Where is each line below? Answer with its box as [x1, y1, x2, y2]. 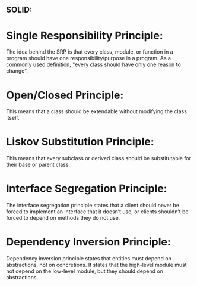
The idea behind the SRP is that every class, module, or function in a [6, 48, 173, 55]
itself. [6, 114, 20, 122]
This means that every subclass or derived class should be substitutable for [6, 155, 192, 162]
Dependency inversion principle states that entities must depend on [6, 255, 172, 262]
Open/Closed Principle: [6, 88, 124, 102]
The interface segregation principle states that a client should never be [6, 202, 180, 209]
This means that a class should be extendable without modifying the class [6, 108, 187, 115]
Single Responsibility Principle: [6, 29, 163, 42]
